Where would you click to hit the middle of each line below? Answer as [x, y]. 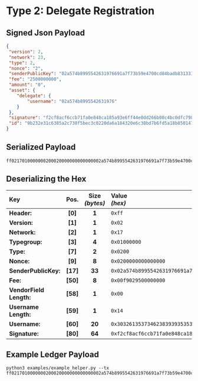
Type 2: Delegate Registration [80, 11]
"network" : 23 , [27, 57]
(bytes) [95, 203]
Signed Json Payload [46, 33]
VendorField [27, 290]
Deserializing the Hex [46, 179]
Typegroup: [26, 242]
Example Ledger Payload [52, 355]
